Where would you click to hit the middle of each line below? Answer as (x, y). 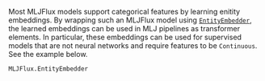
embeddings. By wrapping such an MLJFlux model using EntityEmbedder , (130, 20)
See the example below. (48, 54)
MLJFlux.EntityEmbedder (48, 69)
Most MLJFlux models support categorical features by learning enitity (124, 12)
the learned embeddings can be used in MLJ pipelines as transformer (124, 28)
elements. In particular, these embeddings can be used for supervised (125, 37)
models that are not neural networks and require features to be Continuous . (133, 46)
